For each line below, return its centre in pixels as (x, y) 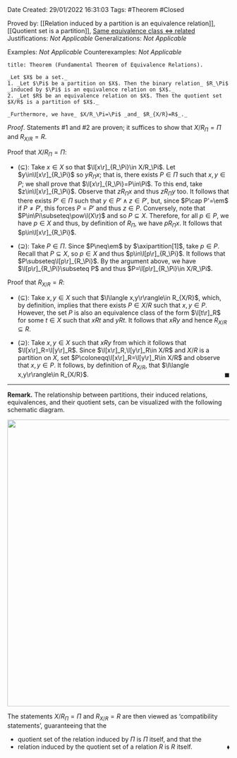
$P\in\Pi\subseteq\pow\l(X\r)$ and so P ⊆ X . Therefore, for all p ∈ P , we (123, 215)
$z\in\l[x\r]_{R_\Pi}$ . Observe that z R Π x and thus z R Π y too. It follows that (123, 192)
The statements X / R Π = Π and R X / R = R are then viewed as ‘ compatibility (113, 717)
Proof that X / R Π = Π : (37, 153)
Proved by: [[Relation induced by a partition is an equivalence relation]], (111, 23)
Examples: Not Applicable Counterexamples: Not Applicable (95, 52)
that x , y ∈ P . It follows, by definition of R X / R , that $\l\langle (103, 366)
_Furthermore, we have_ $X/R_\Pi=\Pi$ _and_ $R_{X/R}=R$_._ (98, 114)
